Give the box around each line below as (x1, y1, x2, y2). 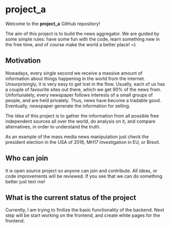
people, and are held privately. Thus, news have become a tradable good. (5, 97, 161, 103)
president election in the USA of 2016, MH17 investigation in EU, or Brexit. (5, 139, 161, 145)
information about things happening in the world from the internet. (5, 75, 145, 82)
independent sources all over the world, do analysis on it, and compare (5, 118, 156, 124)
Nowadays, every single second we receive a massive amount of (5, 70, 143, 76)
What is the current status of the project (5, 193, 137, 202)
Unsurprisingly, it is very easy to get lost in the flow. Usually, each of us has (5, 81, 165, 87)
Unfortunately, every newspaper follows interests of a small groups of (5, 91, 153, 98)
